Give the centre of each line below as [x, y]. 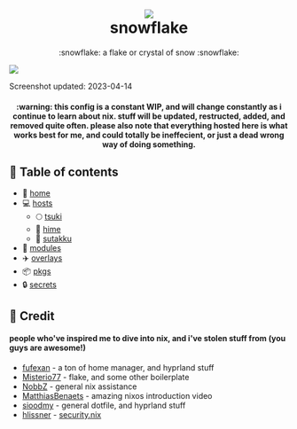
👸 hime [48, 230]
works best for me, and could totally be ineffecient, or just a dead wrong [149, 135]
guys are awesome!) [48, 348]
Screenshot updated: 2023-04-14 [71, 86]
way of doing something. [149, 144]
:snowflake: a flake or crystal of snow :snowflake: [149, 52]
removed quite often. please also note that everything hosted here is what [149, 125]
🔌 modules [42, 248]
